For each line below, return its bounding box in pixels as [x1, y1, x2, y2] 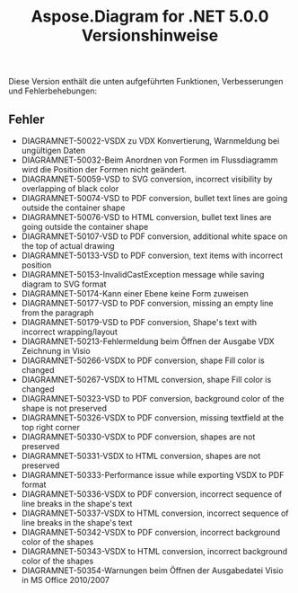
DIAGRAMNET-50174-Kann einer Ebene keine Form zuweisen [21, 288, 249, 298]
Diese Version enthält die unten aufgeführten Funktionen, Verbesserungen [8, 76, 284, 87]
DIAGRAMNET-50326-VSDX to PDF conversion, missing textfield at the [21, 412, 285, 423]
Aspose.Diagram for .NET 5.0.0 [31, 6, 269, 27]
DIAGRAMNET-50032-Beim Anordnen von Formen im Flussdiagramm [21, 155, 278, 165]
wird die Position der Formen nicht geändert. [21, 164, 188, 174]
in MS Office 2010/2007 [21, 575, 110, 585]
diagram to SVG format [21, 279, 107, 289]
